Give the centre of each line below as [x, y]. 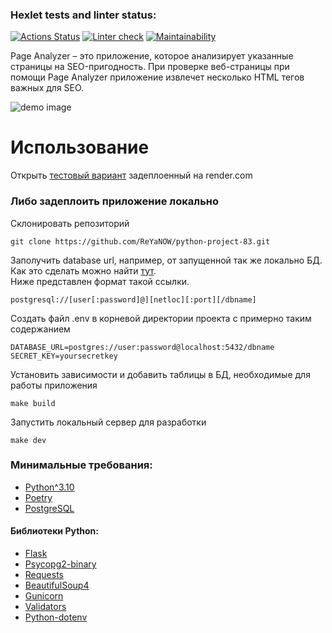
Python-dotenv [56, 617]
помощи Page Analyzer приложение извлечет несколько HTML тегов [157, 77]
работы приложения [54, 385]
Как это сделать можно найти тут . [83, 270]
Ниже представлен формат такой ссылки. [100, 281]
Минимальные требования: [81, 465]
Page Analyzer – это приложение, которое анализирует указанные [152, 56]
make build [33, 403]
